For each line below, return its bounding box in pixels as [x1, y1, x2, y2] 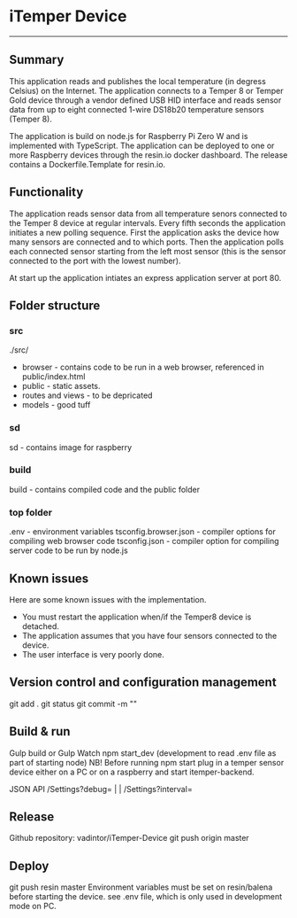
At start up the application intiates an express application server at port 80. [9, 272, 282, 283]
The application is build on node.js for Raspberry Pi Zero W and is [9, 130, 248, 141]
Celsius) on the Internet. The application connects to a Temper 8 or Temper [9, 85, 285, 96]
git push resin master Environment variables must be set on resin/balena [9, 882, 273, 892]
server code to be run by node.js [9, 545, 128, 556]
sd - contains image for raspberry [9, 441, 133, 453]
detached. [21, 620, 60, 631]
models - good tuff [21, 400, 91, 410]
